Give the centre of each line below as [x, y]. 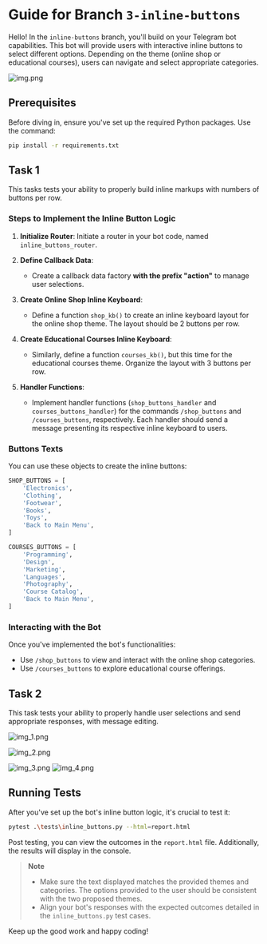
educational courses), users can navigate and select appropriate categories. [133, 62]
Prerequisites [42, 103]
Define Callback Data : [57, 260]
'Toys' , [35, 518]
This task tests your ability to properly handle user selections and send [124, 713]
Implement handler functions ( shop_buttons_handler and [124, 402]
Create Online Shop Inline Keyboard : [81, 299]
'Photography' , [48, 584]
